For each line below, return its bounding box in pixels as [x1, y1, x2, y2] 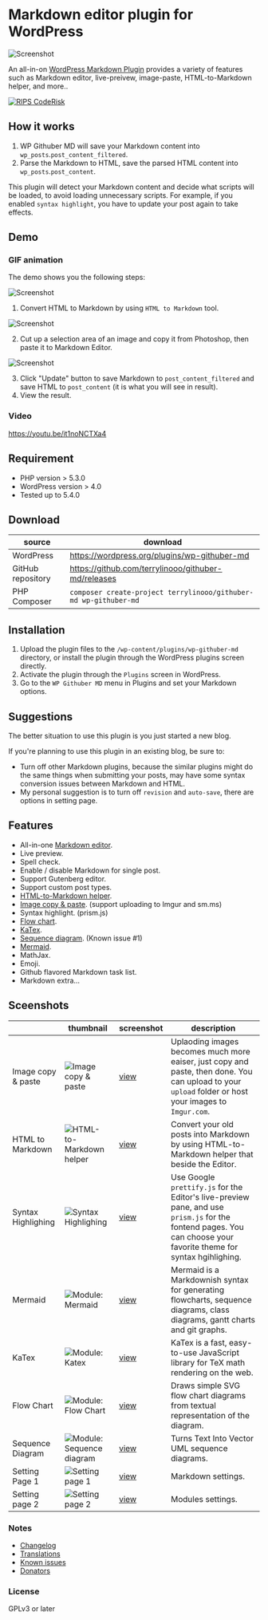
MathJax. [19, 950, 51, 960]
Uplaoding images [171, 1035, 239, 1046]
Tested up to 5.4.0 [19, 490, 81, 499]
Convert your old [171, 1118, 234, 1129]
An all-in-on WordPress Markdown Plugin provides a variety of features [8, 64, 243, 73]
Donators [19, 1566, 50, 1575]
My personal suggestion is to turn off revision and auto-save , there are [19, 787, 254, 797]
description [191, 1023, 236, 1034]
